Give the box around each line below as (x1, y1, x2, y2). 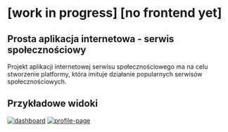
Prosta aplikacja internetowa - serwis (7, 33, 175, 45)
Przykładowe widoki (7, 98, 99, 110)
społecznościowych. (7, 77, 67, 86)
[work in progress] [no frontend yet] (7, 5, 222, 21)
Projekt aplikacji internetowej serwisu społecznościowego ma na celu (7, 62, 208, 71)
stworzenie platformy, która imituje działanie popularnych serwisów (7, 70, 203, 78)
